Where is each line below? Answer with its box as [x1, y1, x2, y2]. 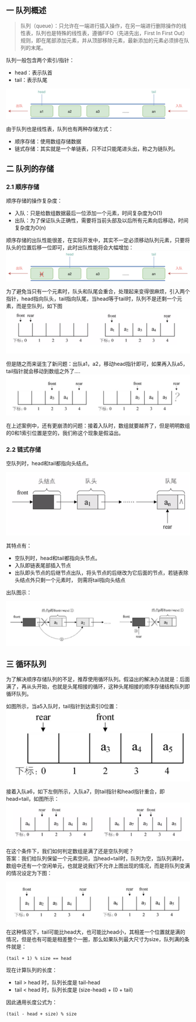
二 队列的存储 [6, 163, 54, 174]
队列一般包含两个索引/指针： [6, 56, 75, 63]
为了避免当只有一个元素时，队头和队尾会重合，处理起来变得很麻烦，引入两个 [6, 287, 190, 294]
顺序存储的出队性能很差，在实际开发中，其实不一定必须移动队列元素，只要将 [6, 236, 190, 244]
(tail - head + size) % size [6, 1011, 77, 1017]
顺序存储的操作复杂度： [6, 197, 62, 204]
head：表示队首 [14, 69, 52, 76]
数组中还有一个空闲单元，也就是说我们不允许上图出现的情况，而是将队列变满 [6, 862, 190, 869]
